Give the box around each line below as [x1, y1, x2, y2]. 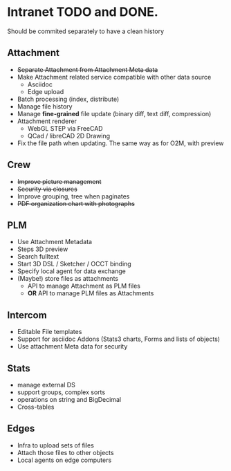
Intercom [7, 309, 47, 321]
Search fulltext [17, 252, 59, 261]
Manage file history [17, 102, 73, 111]
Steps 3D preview [17, 245, 68, 253]
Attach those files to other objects [17, 448, 114, 456]
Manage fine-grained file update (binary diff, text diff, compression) [17, 109, 212, 118]
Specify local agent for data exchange [17, 267, 126, 275]
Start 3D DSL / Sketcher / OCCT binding [17, 260, 131, 268]
